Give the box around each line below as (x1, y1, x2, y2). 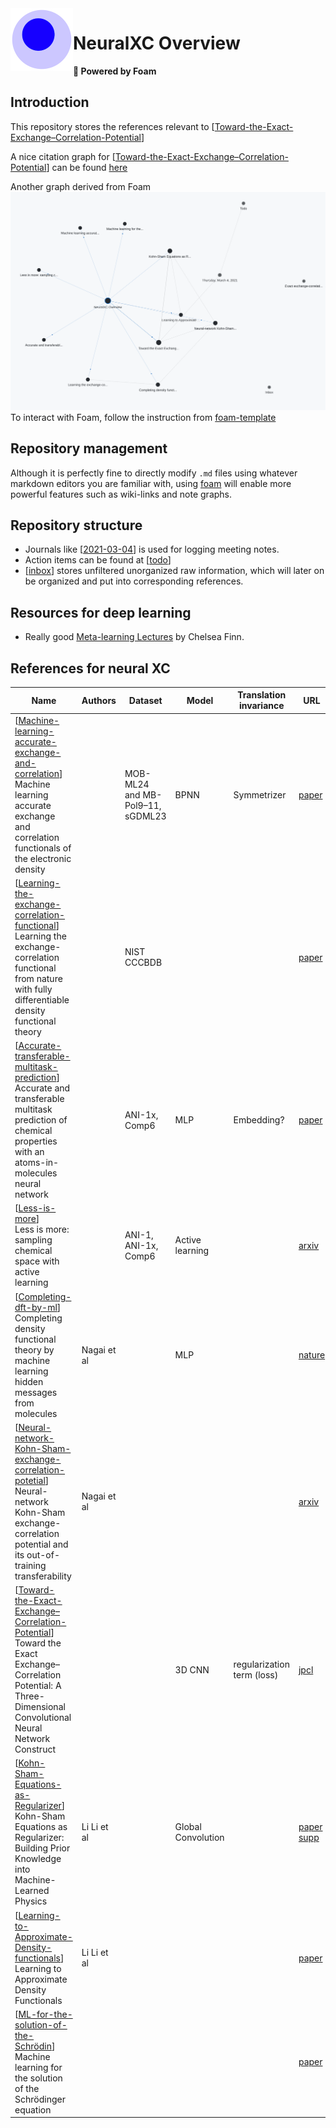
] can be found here (46, 161, 128, 173)
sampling (14, 1234, 53, 1246)
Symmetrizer (233, 788, 287, 801)
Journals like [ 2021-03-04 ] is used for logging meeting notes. (24, 543, 280, 556)
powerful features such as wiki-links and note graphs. (10, 488, 233, 500)
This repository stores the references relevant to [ (10, 120, 215, 132)
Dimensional (14, 1701, 66, 1713)
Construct (14, 1743, 56, 1756)
